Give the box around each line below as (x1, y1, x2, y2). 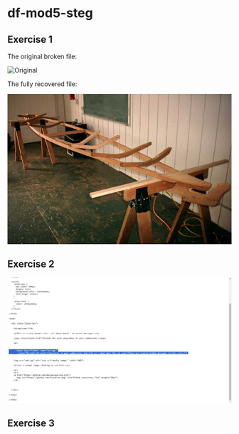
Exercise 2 (7, 258, 55, 270)
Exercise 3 (7, 417, 55, 429)
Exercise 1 (7, 33, 53, 46)
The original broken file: (7, 52, 77, 60)
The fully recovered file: (7, 80, 78, 88)
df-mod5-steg (7, 5, 94, 21)
